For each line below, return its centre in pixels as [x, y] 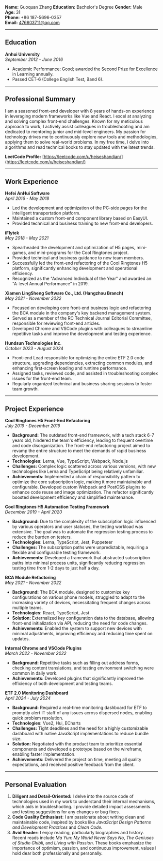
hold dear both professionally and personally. [57, 853]
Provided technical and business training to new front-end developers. [82, 223]
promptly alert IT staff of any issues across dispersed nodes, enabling [82, 713]
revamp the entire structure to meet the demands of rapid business [79, 451]
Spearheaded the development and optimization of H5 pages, [74, 248]
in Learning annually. [33, 74]
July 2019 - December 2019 [33, 426]
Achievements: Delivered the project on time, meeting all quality [77, 760]
